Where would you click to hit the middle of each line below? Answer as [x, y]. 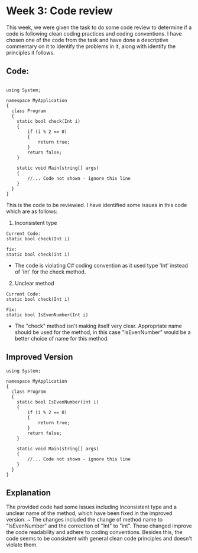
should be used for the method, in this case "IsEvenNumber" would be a [103, 332]
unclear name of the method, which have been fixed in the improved [89, 513]
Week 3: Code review [60, 11]
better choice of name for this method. [62, 338]
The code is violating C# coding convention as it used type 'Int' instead [101, 265]
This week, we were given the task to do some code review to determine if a [99, 27]
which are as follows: [32, 211]
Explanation [29, 493]
